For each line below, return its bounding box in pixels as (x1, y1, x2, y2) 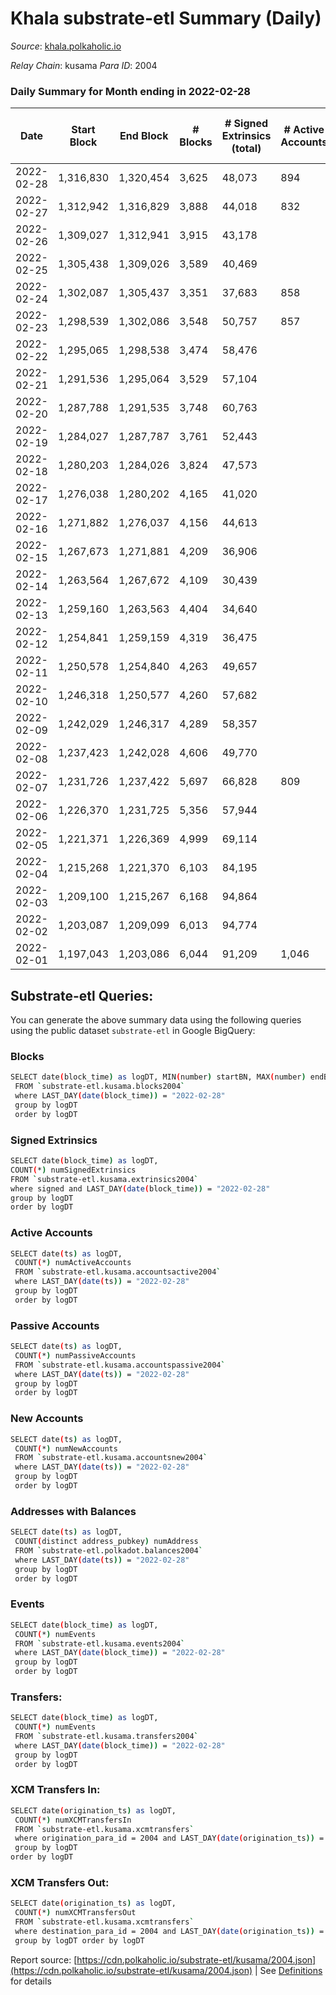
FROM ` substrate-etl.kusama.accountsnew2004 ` (14, 1453, 208, 1463)
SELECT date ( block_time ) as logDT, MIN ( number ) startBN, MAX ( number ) (10, 1072, 307, 1082)
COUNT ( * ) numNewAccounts (14, 1443, 118, 1454)
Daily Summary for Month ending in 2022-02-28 (10, 84, 251, 98)
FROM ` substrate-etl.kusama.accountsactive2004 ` (14, 1267, 222, 1277)
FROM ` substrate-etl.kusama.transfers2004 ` (14, 1732, 199, 1742)
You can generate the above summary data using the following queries (10, 1014, 302, 1026)
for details (10, 1975, 52, 1987)
